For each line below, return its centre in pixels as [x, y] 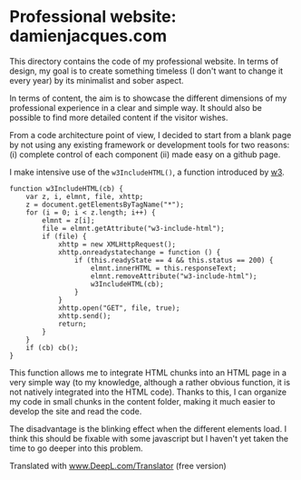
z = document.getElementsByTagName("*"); [105, 205]
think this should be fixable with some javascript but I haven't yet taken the [149, 438]
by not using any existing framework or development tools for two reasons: [150, 145]
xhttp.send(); [84, 315]
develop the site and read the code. [76, 411]
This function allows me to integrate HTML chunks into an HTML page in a [148, 372]
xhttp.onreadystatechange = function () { [139, 252]
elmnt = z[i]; [68, 220]
